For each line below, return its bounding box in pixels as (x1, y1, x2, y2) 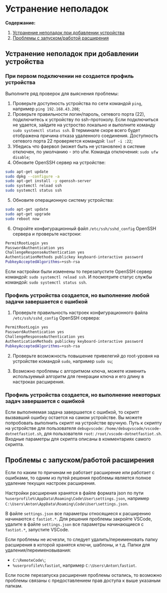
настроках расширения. (12, 379, 65, 385)
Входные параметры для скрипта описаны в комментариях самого (5, 436, 151, 442)
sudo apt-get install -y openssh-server (5, 178, 92, 184)
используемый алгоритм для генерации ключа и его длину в (12, 373, 144, 379)
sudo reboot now (5, 216, 39, 221)
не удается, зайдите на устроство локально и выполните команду (12, 122, 155, 128)
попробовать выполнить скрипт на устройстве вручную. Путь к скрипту (5, 420, 162, 426)
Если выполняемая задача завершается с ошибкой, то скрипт (5, 409, 140, 415)
